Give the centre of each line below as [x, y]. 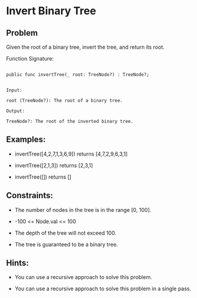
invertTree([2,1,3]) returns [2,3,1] [54, 165]
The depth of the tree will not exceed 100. [65, 233]
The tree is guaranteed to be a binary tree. [66, 244]
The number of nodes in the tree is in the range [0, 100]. [83, 210]
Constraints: [30, 196]
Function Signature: [30, 58]
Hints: [17, 263]
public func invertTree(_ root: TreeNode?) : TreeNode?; [78, 75]
